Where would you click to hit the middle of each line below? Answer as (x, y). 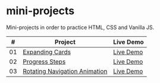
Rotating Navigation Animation (65, 71)
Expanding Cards (47, 52)
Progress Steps (44, 62)
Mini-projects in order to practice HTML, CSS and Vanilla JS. (80, 27)
